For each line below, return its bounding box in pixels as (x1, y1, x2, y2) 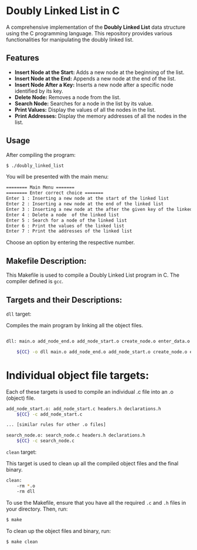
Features (6, 53, 39, 63)
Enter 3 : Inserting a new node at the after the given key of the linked (6, 206, 193, 212)
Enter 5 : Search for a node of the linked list (6, 217, 127, 223)
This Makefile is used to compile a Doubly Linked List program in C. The (6, 271, 180, 279)
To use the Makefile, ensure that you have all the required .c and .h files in (6, 499, 186, 506)
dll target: (6, 310, 32, 317)
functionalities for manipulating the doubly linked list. (6, 36, 134, 43)
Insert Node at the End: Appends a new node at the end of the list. (14, 75, 176, 82)
